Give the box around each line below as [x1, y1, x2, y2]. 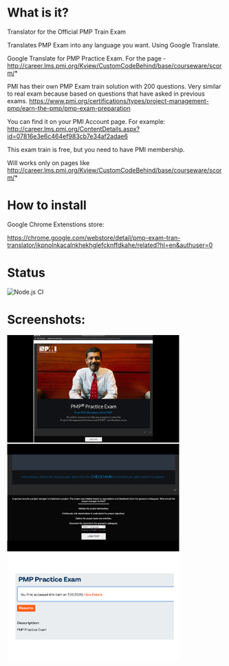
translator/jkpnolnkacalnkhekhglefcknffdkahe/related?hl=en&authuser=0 [7, 241, 213, 249]
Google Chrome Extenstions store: [7, 220, 105, 228]
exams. [7, 96, 28, 105]
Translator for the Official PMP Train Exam [7, 28, 126, 36]
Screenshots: [7, 312, 86, 327]
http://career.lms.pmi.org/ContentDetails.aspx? [7, 125, 140, 133]
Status [7, 265, 46, 281]
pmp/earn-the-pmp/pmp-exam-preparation [7, 104, 131, 112]
